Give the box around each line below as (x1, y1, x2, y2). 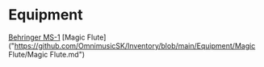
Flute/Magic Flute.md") (8, 49, 86, 59)
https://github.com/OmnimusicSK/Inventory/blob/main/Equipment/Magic (14, 40, 256, 50)
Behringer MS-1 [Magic (8, 32, 86, 42)
